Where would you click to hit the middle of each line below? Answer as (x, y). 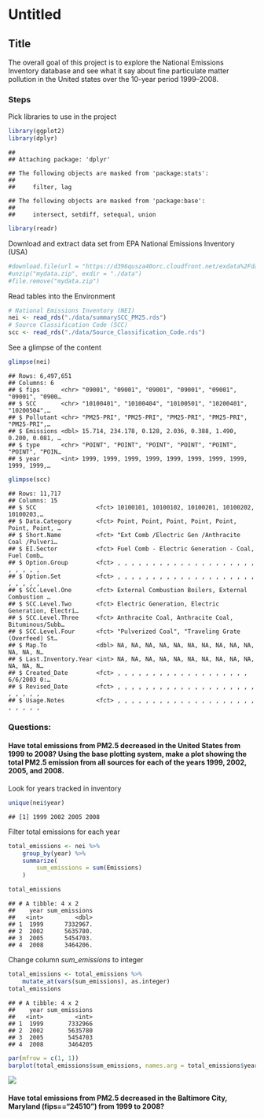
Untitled (35, 15)
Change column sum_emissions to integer (76, 960)
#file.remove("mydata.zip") (54, 281)
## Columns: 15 (33, 500)
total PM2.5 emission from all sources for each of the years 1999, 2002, (128, 762)
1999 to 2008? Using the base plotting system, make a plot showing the (128, 754)
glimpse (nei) (29, 362)
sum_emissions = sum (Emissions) (90, 868)
